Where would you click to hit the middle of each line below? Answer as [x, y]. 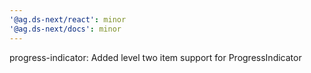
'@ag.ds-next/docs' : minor [65, 29]
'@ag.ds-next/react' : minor [68, 19]
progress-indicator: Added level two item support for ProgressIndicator [155, 57]
